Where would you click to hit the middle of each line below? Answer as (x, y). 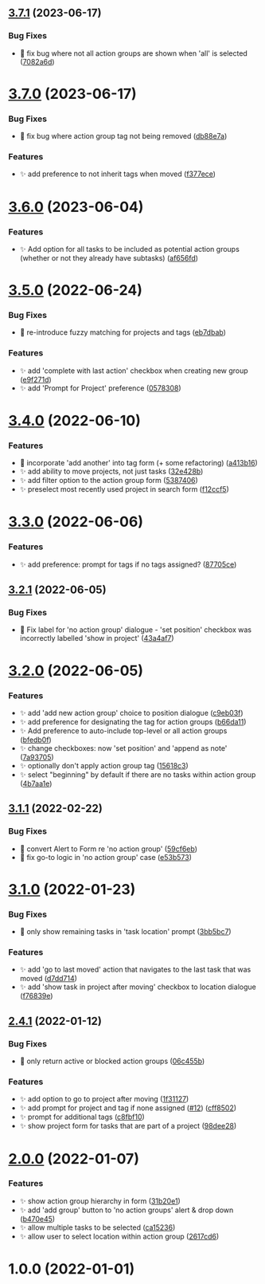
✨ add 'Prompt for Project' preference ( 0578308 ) (100, 388)
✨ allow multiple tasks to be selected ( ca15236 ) (97, 1227)
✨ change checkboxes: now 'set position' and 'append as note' (123, 748)
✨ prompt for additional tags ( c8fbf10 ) (82, 1117)
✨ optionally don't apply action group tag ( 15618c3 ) (104, 765)
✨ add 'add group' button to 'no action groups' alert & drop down (127, 1210)
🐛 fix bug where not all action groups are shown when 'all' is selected (134, 53)
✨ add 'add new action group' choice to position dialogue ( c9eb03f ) (132, 713)
